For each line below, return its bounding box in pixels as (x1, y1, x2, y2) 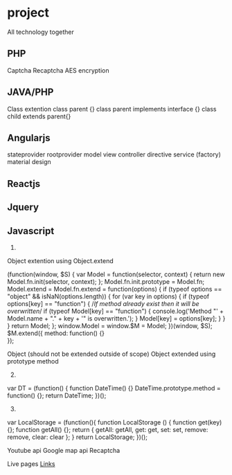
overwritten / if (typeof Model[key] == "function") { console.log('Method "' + (7, 307, 224, 315)
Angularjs (7, 132, 51, 143)
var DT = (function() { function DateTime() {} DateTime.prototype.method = (7, 384, 222, 392)
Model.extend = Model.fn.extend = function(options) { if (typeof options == (7, 285, 222, 293)
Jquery (7, 201, 39, 213)
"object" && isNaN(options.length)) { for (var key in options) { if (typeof (7, 292, 210, 301)
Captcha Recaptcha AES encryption (7, 66, 109, 74)
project (7, 5, 50, 21)
